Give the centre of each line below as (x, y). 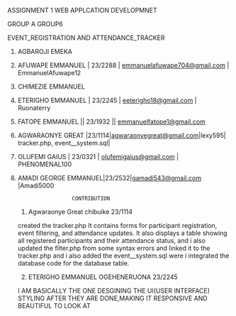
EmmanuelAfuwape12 (49, 73)
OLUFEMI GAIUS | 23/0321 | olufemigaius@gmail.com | (98, 157)
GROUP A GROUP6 (35, 24)
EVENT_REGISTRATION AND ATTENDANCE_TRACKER (86, 38)
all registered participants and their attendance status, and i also (111, 240)
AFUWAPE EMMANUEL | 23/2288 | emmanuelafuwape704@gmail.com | (123, 65)
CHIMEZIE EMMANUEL (51, 87)
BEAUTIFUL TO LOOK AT (54, 306)
